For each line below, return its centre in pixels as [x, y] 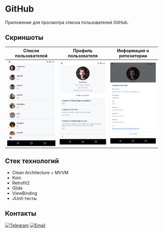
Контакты [21, 214]
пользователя [83, 56]
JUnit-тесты [24, 199]
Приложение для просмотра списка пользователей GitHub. [67, 22]
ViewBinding [24, 193]
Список [32, 51]
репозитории [133, 56]
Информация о [133, 51]
